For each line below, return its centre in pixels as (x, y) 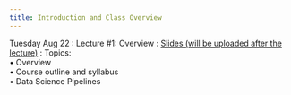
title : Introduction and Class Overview (86, 17)
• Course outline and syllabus (64, 72)
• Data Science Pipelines (55, 81)
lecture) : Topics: (40, 52)
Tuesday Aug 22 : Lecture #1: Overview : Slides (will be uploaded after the (145, 43)
